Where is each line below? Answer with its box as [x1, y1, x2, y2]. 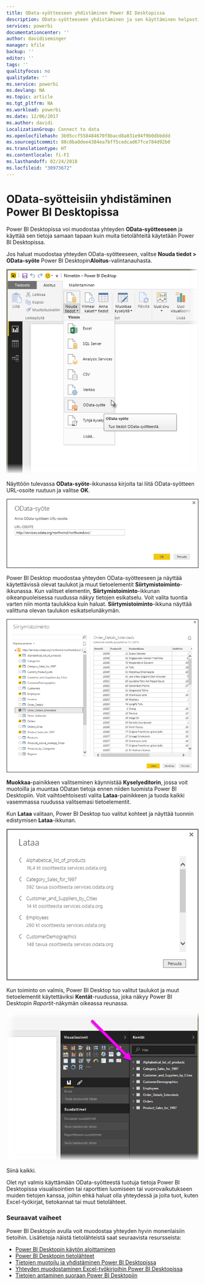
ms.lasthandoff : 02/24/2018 [6, 159, 78, 165]
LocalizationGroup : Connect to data [6, 126, 99, 132]
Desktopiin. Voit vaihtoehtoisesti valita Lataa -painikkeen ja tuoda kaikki [6, 791, 185, 799]
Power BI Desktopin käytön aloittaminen [15, 1246, 116, 1253]
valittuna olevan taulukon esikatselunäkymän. [6, 606, 121, 614]
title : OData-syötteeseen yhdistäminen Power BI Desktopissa [6, 10, 165, 16]
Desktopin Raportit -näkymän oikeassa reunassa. [6, 1000, 129, 1007]
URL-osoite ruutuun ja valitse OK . [6, 487, 90, 494]
